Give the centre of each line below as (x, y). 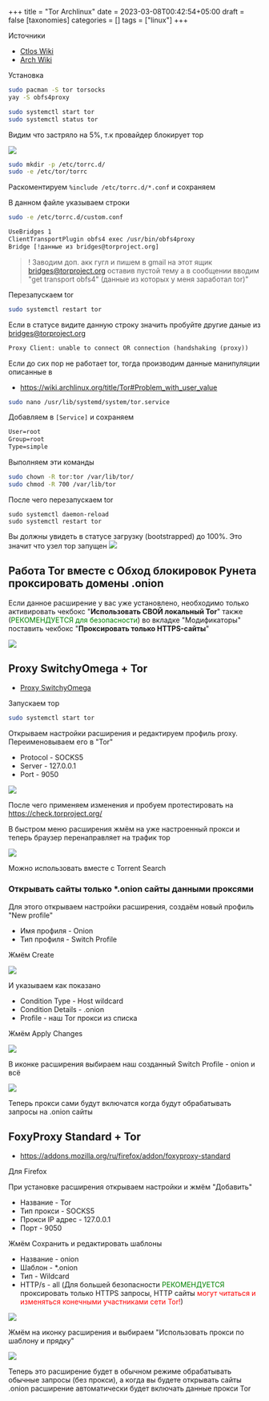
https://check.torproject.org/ (55, 814)
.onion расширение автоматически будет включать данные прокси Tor (130, 1389)
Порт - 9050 (41, 1228)
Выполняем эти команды (51, 462)
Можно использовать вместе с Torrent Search (87, 869)
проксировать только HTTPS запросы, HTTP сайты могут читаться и (138, 1294)
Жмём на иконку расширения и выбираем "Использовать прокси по (126, 1332)
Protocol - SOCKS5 (52, 758)
